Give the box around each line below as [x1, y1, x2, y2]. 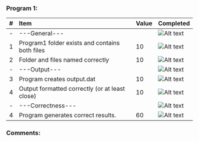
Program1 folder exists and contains [18, 39, 120, 47]
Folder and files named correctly [18, 56, 110, 64]
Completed [158, 19, 190, 28]
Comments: [6, 129, 41, 137]
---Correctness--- [18, 101, 77, 110]
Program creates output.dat [18, 75, 96, 83]
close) [18, 92, 37, 100]
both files [18, 46, 46, 54]
